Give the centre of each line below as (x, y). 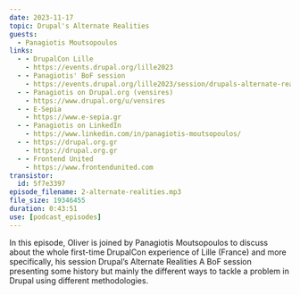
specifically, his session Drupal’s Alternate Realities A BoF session (130, 261)
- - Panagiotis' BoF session (71, 76)
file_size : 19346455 (48, 201)
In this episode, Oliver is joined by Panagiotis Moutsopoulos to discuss (139, 242)
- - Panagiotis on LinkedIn (70, 126)
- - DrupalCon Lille (55, 59)
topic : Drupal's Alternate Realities (79, 26)
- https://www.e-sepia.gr (74, 117)
